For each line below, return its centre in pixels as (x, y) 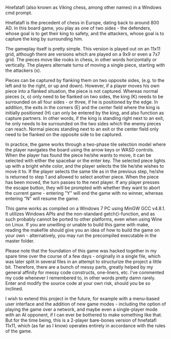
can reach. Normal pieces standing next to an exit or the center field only (82, 129)
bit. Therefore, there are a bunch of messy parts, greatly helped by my (79, 267)
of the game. (19, 331)
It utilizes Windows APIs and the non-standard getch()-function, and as (80, 214)
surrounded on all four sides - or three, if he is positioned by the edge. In (82, 102)
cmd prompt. (19, 13)
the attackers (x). (23, 70)
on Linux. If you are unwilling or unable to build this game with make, (77, 225)
